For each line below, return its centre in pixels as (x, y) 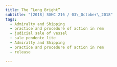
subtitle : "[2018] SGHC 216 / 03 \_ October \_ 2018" (59, 15)
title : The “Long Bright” (33, 10)
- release (20, 52)
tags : (11, 19)
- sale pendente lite (33, 38)
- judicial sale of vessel (39, 33)
